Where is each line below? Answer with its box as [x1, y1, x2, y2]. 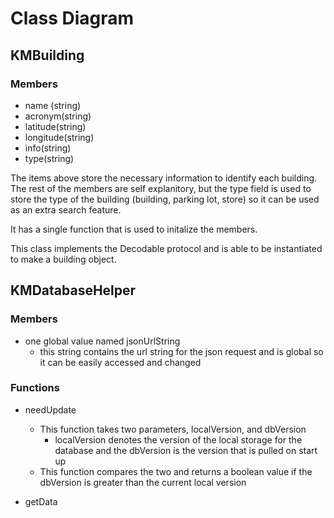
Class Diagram [10, 7, 135, 30]
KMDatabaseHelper [10, 282, 137, 299]
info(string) [24, 142, 72, 154]
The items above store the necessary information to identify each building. [10, 172, 318, 184]
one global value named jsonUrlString [24, 335, 181, 347]
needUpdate [24, 403, 77, 416]
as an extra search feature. [10, 203, 122, 216]
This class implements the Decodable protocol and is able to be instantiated [10, 242, 323, 254]
